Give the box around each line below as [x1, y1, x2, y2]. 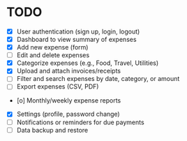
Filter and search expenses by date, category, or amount [16, 75, 180, 83]
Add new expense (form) [16, 43, 89, 52]
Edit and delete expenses [16, 51, 90, 59]
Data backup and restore [16, 126, 89, 134]
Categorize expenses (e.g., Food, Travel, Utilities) [16, 59, 159, 67]
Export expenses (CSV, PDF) [16, 82, 99, 91]
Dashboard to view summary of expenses [16, 36, 137, 43]
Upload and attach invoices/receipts [16, 67, 121, 75]
